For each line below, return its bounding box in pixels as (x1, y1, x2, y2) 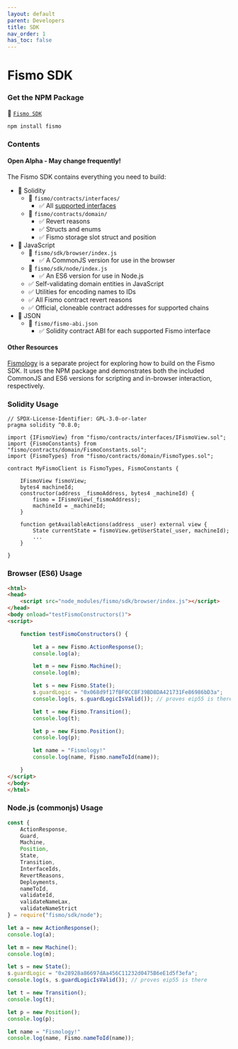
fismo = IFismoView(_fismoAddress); (33, 496, 141, 504)
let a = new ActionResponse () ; (7, 924, 100, 931)
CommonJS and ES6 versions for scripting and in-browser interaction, (7, 374, 212, 382)
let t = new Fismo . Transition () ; (33, 708, 132, 715)
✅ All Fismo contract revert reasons (28, 295, 132, 304)
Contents (7, 139, 40, 149)
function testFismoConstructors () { (20, 630, 129, 638)
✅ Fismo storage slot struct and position (38, 232, 157, 241)
